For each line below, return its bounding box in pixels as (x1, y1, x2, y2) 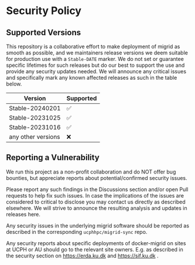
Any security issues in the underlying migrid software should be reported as (6, 222, 189, 229)
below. (6, 80, 22, 87)
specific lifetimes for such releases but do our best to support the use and (6, 62, 185, 69)
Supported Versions (6, 28, 81, 38)
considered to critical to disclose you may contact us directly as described (6, 198, 186, 205)
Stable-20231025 (9, 114, 61, 121)
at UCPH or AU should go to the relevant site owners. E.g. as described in (6, 246, 183, 253)
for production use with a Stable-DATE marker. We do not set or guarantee (6, 56, 184, 62)
